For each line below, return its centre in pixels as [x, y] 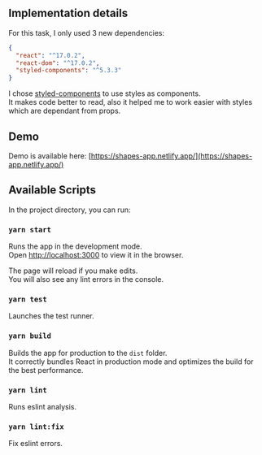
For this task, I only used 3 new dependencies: [87, 32]
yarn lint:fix [36, 427]
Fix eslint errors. [36, 444]
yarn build [30, 336]
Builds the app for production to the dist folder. [88, 353]
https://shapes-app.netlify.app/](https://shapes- [172, 156]
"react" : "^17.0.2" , [50, 55]
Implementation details [68, 13]
